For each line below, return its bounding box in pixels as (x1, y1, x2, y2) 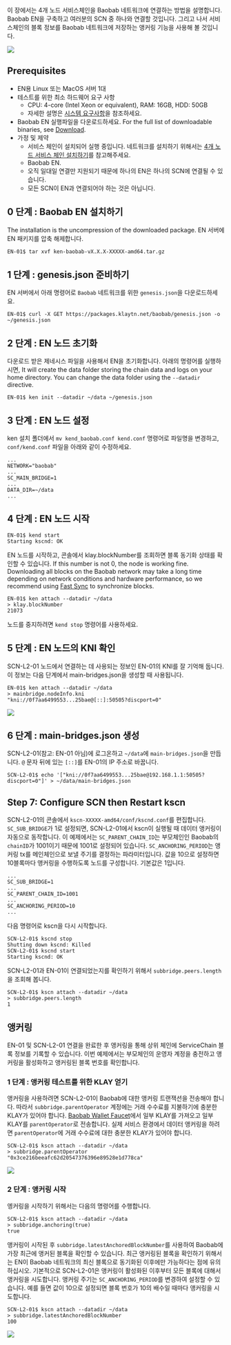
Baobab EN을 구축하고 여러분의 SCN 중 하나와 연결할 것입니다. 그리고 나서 (7, 14, 208, 23)
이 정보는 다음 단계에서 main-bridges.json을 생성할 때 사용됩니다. (7, 670, 184, 679)
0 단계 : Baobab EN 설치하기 (7, 206, 123, 218)
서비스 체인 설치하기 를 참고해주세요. (34, 150, 131, 159)
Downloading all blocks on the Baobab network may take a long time (7, 567, 202, 575)
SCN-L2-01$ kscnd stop (7, 935, 72, 943)
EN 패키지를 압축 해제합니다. (7, 234, 84, 243)
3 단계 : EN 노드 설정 (7, 415, 90, 426)
